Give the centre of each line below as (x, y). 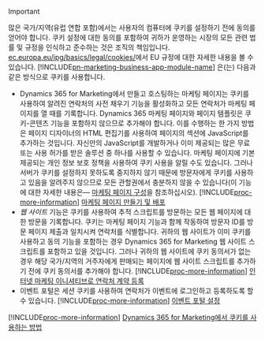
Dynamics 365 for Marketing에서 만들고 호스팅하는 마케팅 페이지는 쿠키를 (134, 93)
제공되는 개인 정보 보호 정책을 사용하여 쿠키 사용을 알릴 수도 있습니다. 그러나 (136, 162)
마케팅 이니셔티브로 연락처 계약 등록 (89, 281)
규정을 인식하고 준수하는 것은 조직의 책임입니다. (97, 47)
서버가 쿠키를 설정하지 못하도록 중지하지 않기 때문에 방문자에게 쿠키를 (126, 172)
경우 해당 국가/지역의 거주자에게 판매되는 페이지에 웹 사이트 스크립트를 (127, 261)
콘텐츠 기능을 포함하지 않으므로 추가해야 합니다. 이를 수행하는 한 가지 (134, 123)
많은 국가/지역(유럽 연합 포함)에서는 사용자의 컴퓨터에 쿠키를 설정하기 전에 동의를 (132, 28)
